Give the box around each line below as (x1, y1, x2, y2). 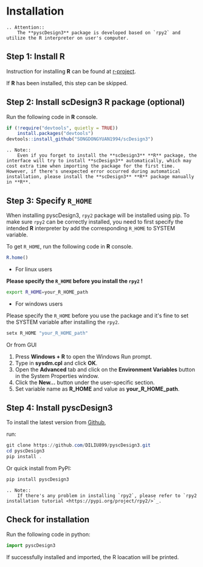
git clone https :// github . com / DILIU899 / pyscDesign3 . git (6, 442, 151, 448)
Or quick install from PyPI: (6, 465, 72, 472)
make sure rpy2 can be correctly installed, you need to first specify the (6, 218, 184, 225)
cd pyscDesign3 (6, 448, 45, 454)
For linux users (15, 266, 53, 273)
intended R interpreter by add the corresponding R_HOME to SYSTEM (6, 225, 175, 232)
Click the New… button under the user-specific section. (15, 379, 155, 386)
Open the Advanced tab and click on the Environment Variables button (15, 366, 196, 373)
